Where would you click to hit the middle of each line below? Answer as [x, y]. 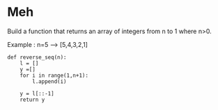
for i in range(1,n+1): [54, 75]
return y [32, 100]
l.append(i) [50, 81]
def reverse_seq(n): [37, 57]
